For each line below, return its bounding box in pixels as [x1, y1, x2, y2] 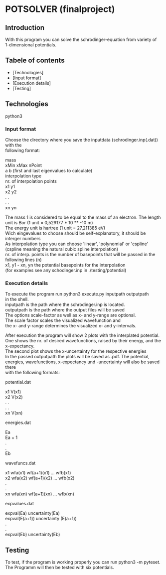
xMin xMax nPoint [5, 162, 42, 168]
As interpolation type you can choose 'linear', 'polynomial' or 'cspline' [5, 241, 149, 247]
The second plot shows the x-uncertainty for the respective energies [5, 348, 147, 354]
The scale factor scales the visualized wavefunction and [5, 317, 121, 323]
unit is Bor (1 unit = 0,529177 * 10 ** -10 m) [5, 219, 93, 225]
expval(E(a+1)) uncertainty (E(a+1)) [5, 516, 77, 522]
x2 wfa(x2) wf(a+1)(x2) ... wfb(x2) [5, 475, 75, 481]
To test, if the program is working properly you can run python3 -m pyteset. [5, 559, 161, 565]
